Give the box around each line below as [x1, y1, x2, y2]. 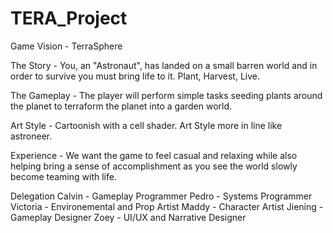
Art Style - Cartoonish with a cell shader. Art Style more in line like [10, 119, 283, 131]
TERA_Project [10, 7, 128, 30]
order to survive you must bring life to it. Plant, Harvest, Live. [10, 70, 261, 82]
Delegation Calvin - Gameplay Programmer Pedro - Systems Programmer [10, 190, 313, 202]
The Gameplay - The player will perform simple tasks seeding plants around [10, 89, 323, 101]
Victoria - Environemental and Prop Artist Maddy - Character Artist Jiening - [10, 200, 324, 212]
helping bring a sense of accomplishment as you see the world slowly [10, 160, 298, 172]
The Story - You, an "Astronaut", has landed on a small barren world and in [10, 59, 318, 71]
